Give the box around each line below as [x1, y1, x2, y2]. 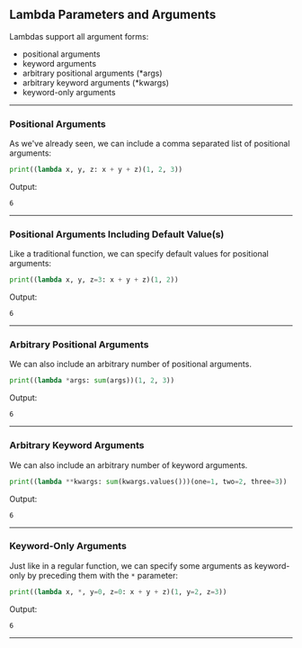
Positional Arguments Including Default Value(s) [9, 228, 225, 240]
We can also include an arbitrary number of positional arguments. [9, 359, 252, 370]
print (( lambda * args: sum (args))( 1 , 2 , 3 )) [9, 376, 175, 385]
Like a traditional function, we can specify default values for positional [9, 248, 270, 259]
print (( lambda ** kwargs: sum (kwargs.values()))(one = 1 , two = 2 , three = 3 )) [9, 477, 288, 486]
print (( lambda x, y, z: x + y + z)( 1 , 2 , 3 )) [9, 166, 182, 175]
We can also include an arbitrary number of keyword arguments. [9, 459, 248, 471]
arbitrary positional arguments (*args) [22, 67, 164, 78]
